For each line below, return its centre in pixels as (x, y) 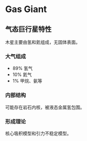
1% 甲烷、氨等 (27, 81)
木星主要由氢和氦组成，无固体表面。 (43, 42)
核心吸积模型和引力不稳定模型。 (38, 133)
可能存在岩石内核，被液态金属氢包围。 (45, 107)
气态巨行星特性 (28, 29)
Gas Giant (26, 9)
